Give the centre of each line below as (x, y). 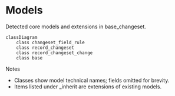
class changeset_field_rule (50, 42)
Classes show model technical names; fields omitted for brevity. (92, 80)
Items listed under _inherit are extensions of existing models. (88, 87)
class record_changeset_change (55, 53)
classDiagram (22, 37)
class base (29, 58)
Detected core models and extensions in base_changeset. (76, 27)
